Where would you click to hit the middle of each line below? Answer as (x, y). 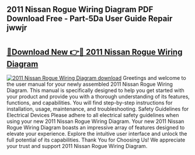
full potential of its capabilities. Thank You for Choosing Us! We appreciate (96, 140)
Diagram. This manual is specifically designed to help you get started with (95, 90)
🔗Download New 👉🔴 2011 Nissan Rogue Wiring (95, 52)
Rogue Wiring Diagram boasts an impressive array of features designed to (96, 127)
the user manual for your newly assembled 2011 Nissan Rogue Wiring (90, 84)
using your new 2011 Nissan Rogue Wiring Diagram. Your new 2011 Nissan (95, 121)
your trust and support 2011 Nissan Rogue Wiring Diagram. (77, 146)
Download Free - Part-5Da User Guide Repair (90, 19)
